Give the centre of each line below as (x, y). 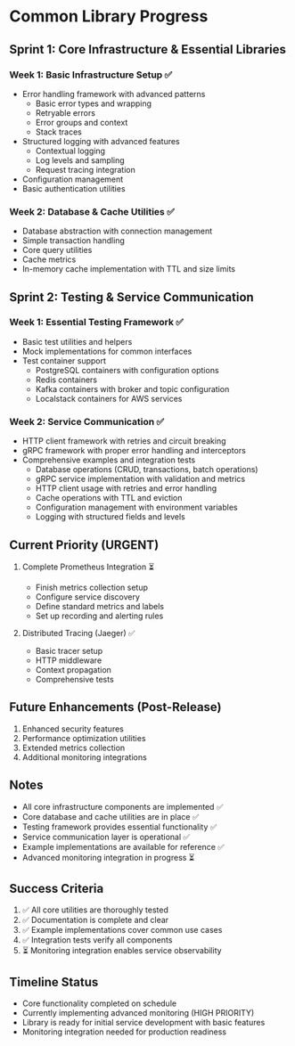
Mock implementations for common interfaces (107, 351)
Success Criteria (57, 888)
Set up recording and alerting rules (99, 616)
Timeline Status (54, 982)
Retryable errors (66, 112)
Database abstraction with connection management (117, 231)
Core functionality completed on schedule (99, 1003)
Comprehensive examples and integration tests (109, 460)
